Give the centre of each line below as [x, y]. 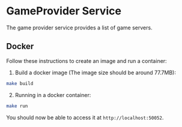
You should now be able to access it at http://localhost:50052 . [85, 117]
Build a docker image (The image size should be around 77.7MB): [95, 72]
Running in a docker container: [53, 95]
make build [20, 83]
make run [17, 106]
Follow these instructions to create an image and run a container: [86, 61]
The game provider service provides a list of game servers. [79, 28]
